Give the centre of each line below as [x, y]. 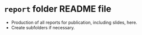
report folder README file [58, 9]
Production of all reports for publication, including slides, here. [74, 22]
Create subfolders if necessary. [43, 27]
